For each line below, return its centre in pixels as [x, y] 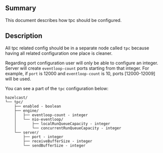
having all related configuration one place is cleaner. [59, 53]
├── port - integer [43, 137]
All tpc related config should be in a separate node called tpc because [77, 48]
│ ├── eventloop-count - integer [51, 115]
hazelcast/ [16, 97]
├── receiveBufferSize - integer [58, 141]
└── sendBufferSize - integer [54, 146]
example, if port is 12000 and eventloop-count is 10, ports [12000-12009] [80, 73]
